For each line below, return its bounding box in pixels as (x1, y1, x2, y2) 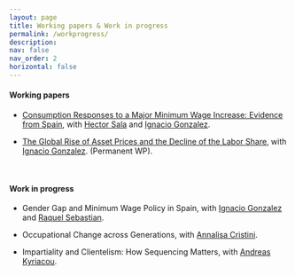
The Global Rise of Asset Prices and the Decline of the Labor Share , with (21, 137, 287, 147)
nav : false (9, 46, 50, 55)
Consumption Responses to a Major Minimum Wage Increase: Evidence (21, 110, 283, 121)
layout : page (9, 12, 58, 22)
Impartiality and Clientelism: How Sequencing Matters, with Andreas (21, 247, 271, 257)
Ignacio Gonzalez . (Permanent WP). (21, 145, 153, 156)
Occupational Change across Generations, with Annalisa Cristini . (21, 230, 259, 240)
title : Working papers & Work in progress (9, 21, 168, 30)
